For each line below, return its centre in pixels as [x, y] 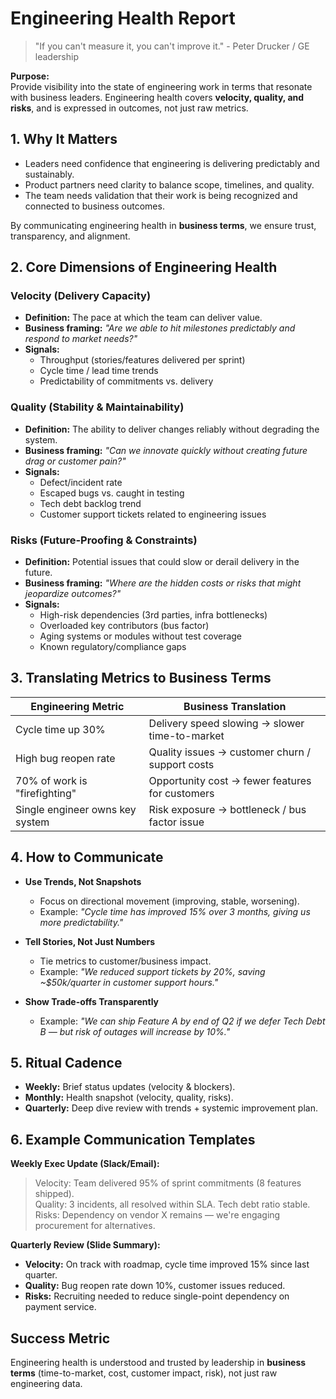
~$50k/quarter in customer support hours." [129, 982]
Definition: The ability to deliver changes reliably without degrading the [172, 429]
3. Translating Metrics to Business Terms [141, 678]
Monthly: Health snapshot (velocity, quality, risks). [129, 1098]
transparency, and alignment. [70, 236]
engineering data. [46, 1384]
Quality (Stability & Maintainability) [97, 407]
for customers [181, 793]
